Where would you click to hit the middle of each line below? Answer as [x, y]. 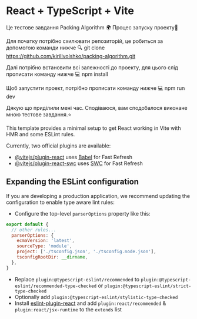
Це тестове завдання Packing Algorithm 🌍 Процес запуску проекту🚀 [92, 27]
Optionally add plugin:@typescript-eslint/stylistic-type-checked [96, 297]
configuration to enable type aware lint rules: [60, 202]
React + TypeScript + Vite [70, 11]
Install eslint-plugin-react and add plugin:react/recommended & [90, 303]
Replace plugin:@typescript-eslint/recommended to [77, 279]
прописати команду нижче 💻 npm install [57, 74]
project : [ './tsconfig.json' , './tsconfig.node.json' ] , [87, 252]
